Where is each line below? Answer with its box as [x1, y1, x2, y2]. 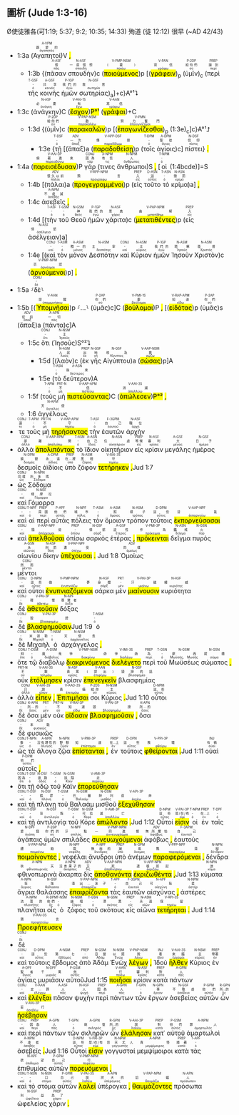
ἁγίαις [16, 976, 36, 984]
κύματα [200, 870, 223, 879]
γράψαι [103, 108, 126, 116]
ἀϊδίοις [42, 463, 63, 472]
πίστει [184, 145, 203, 153]
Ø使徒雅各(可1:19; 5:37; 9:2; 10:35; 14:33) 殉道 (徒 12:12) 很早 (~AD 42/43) [6, 27, 223, 36]
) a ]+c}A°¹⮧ [108, 89, 138, 99]
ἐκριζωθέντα [133, 870, 173, 879]
